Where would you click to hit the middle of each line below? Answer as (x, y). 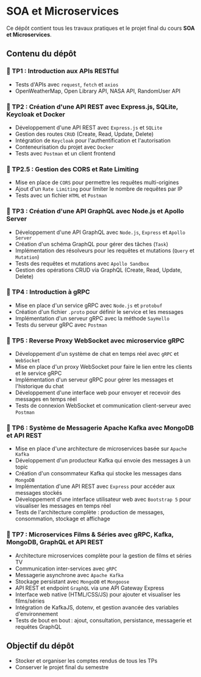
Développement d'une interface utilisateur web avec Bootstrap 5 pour (103, 499)
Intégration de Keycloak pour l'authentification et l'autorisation (93, 140)
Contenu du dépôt (41, 54)
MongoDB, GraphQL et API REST (55, 542)
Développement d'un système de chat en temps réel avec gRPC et (97, 354)
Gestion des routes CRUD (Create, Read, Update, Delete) (84, 134)
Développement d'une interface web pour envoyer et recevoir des (98, 393)
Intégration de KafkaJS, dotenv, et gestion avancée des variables (97, 607)
